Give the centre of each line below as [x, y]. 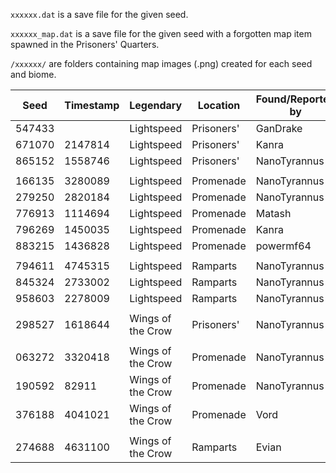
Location [219, 105]
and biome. [33, 74]
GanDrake [279, 128]
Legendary [156, 105]
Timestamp [92, 105]
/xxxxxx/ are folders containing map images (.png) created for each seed [161, 63]
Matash [273, 213]
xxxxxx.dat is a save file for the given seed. [99, 14]
